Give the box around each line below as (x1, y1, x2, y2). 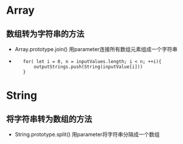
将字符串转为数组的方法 (6, 114, 92, 124)
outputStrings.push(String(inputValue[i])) (33, 64, 143, 70)
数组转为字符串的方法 (6, 29, 84, 39)
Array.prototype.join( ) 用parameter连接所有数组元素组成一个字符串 (14, 46, 178, 52)
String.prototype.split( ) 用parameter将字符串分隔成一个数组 (14, 131, 160, 137)
